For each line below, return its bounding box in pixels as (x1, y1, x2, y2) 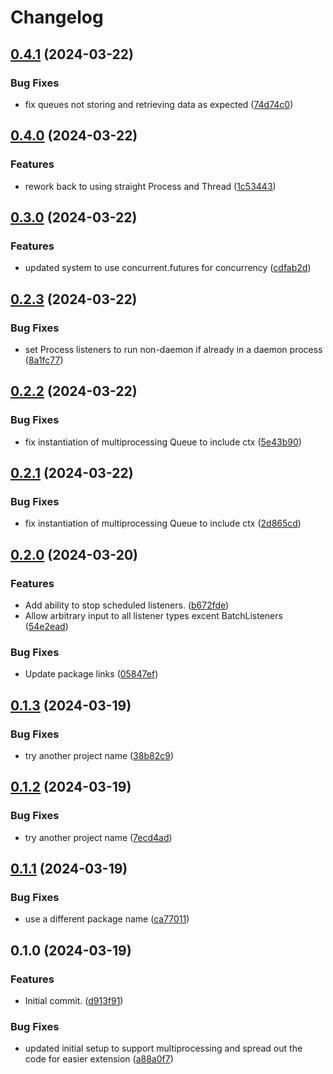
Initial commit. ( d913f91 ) (24, 995, 124, 1007)
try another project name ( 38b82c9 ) (24, 749, 174, 761)
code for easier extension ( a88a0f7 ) (24, 1053, 174, 1065)
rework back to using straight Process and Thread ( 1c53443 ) (24, 180, 277, 192)
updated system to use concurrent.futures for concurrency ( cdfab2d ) (24, 262, 312, 274)
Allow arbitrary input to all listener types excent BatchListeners (24, 610, 283, 621)
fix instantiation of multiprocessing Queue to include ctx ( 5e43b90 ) (24, 436, 302, 448)
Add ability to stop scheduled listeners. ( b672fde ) (24, 599, 230, 611)
